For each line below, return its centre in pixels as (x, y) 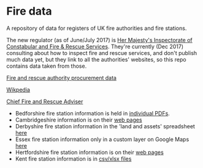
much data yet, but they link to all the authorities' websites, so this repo (96, 59)
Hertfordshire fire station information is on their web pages (89, 152)
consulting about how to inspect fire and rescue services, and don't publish (102, 53)
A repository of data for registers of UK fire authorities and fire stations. (97, 28)
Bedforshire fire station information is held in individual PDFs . (92, 113)
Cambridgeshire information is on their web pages (79, 120)
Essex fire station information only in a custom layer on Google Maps (102, 139)
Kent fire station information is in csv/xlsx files (73, 159)
